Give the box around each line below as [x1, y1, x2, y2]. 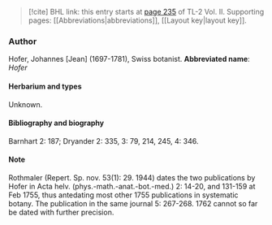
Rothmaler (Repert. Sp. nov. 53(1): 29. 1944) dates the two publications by [8, 172, 256, 182]
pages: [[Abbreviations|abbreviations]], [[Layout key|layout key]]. [28, 15, 248, 25]
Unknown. [8, 99, 43, 109]
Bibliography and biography [8, 118, 104, 128]
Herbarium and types [8, 81, 83, 91]
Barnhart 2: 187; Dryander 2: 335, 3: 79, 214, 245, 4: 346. [8, 136, 199, 145]
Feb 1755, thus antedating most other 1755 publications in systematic [8, 190, 239, 200]
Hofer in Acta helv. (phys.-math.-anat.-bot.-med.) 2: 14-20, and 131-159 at [8, 181, 256, 191]
